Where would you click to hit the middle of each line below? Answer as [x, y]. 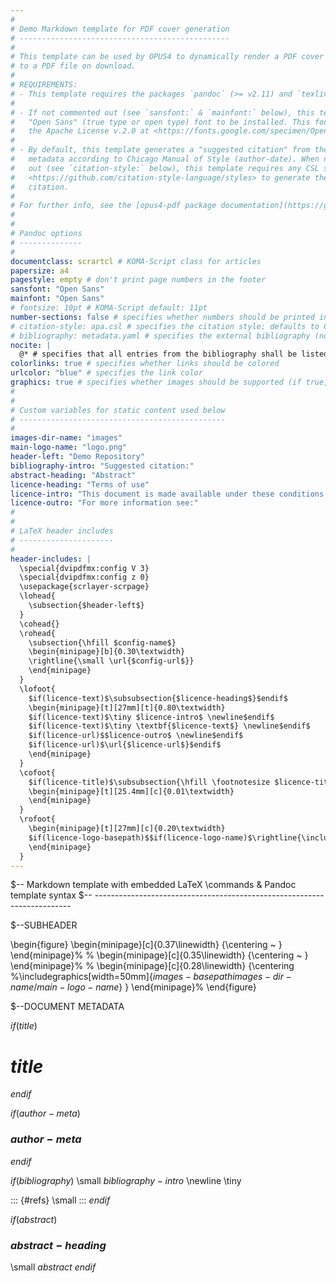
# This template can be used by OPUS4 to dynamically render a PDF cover [167, 57]
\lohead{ [37, 596]
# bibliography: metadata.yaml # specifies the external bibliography [160, 336]
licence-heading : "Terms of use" [80, 484]
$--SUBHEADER [44, 925]
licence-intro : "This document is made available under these [142, 494]
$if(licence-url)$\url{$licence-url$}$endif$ [125, 745]
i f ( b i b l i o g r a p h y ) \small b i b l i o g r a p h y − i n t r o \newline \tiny [126, 1180]
